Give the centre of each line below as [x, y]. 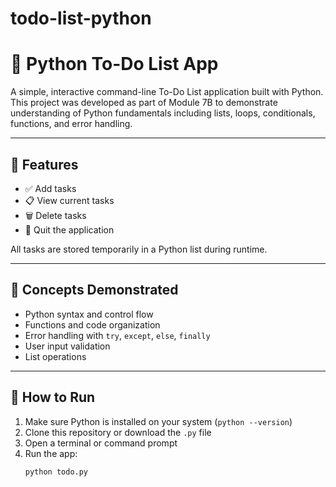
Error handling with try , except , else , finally [117, 335]
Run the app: [51, 453]
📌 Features [44, 164]
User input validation [67, 346]
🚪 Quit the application [69, 229]
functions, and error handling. [71, 124]
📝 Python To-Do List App [114, 64]
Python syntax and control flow [89, 314]
